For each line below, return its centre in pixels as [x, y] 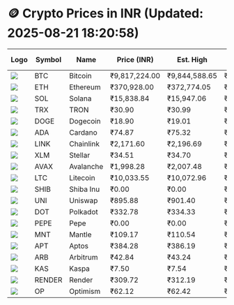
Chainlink [84, 144]
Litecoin [82, 177]
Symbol [48, 59]
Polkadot [84, 211]
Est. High [192, 59]
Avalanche [86, 166]
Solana [80, 98]
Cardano [83, 132]
